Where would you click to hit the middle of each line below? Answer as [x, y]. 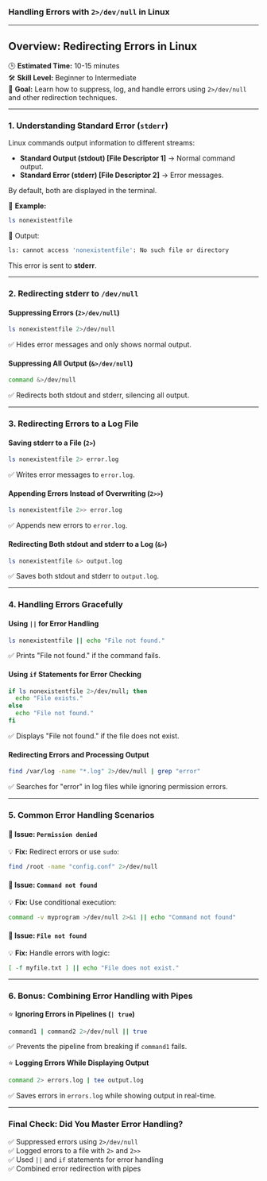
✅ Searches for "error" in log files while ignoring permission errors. [118, 787]
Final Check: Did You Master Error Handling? [96, 1125]
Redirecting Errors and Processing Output [79, 754]
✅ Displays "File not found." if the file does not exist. [94, 736]
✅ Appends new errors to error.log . [68, 525]
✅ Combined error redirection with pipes [75, 1168]
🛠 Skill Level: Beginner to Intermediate [72, 78]
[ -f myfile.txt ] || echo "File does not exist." [94, 968]
